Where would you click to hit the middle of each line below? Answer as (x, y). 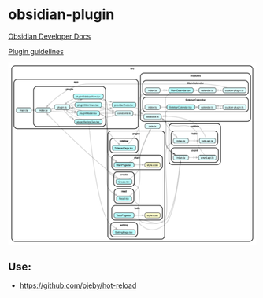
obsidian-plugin (61, 15)
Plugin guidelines (36, 51)
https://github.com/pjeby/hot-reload (78, 285)
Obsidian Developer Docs (50, 36)
